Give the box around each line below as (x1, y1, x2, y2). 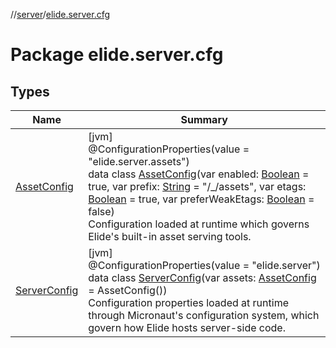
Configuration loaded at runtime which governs (88, 217, 310, 231)
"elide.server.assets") (88, 155, 190, 168)
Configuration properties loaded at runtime (88, 296, 289, 309)
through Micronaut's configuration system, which (88, 309, 320, 322)
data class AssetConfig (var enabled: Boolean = (88, 167, 310, 181)
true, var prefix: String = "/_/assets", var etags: (88, 180, 307, 193)
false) (88, 205, 115, 218)
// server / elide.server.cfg (10, 9, 111, 20)
